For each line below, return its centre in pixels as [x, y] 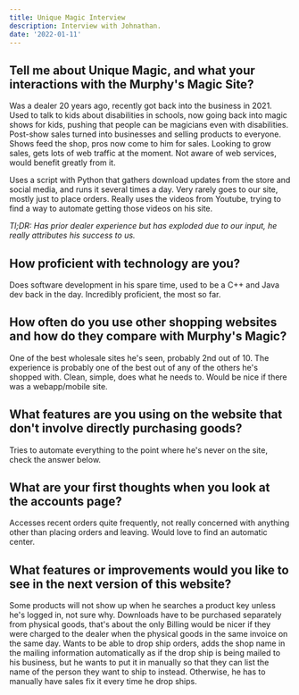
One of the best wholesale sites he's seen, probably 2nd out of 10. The [139, 357]
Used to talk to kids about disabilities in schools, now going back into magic [149, 115]
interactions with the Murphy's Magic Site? [132, 84]
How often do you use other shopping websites [143, 322]
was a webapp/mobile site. [59, 386]
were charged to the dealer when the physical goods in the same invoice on [149, 634]
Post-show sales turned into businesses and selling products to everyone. [145, 134]
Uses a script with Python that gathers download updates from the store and [150, 180]
